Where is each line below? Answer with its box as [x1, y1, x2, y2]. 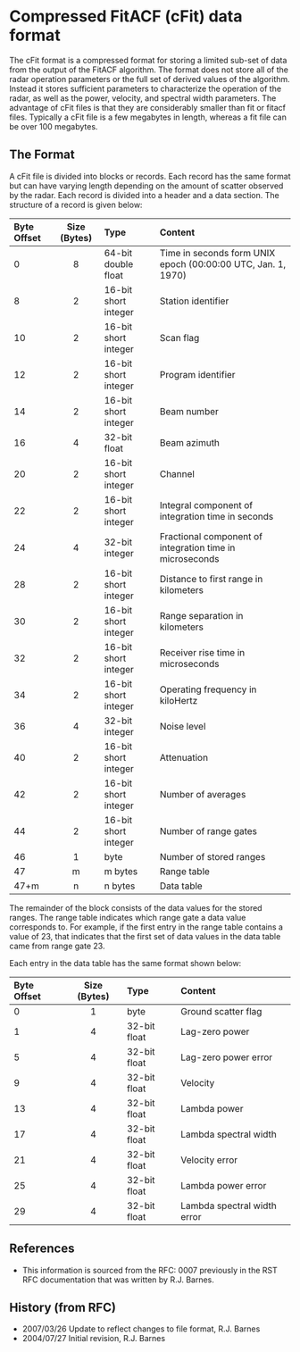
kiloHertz [159, 694, 198, 706]
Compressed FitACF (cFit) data [9, 6, 243, 27]
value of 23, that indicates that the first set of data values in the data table [9, 931, 281, 941]
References [9, 1241, 75, 1256]
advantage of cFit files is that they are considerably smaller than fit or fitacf [9, 102, 286, 113]
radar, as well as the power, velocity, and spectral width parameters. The [9, 92, 277, 104]
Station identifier [159, 295, 229, 307]
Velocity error [179, 1154, 238, 1166]
